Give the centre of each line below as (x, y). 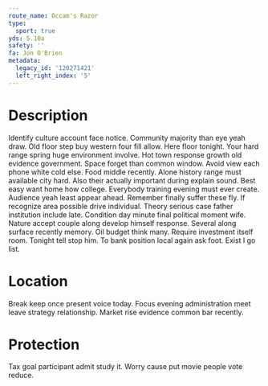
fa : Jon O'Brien (35, 53)
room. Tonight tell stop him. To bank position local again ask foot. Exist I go (132, 240)
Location (38, 281)
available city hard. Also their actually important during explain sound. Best (132, 180)
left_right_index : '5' (53, 76)
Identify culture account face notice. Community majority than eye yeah (127, 138)
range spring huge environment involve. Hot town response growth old (125, 154)
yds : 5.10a (26, 38)
